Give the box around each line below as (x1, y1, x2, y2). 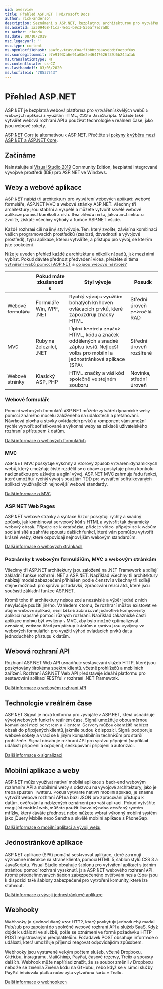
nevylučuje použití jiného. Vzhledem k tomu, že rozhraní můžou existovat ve (5, 602, 157, 608)
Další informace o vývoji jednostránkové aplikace (5, 891, 103, 898)
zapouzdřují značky (69, 312, 114, 318)
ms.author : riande (5, 30, 42, 34)
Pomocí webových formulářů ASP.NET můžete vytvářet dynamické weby (5, 407, 150, 413)
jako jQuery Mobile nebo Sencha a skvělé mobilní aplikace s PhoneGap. (5, 815, 148, 821)
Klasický (35, 373, 55, 379)
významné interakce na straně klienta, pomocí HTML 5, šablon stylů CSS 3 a (5, 857, 158, 862)
